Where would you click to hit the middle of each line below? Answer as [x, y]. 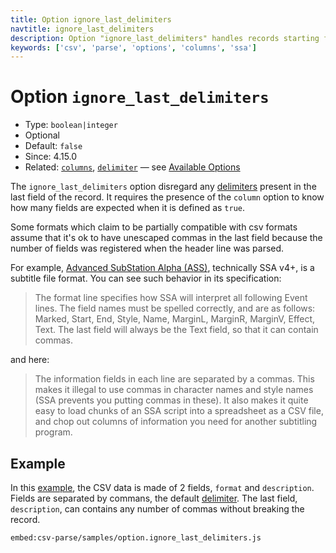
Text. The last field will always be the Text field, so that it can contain [176, 330]
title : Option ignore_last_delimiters [91, 19]
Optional [42, 135]
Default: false [53, 146]
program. [53, 432]
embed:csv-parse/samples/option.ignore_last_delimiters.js [136, 538]
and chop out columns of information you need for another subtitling [176, 422]
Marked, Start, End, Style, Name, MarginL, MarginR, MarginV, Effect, [175, 319]
